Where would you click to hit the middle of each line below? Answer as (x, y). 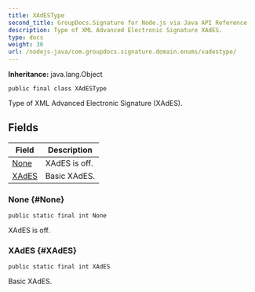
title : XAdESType (36, 15)
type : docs (26, 37)
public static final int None (58, 216)
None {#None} (36, 199)
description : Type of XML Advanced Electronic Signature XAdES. (115, 30)
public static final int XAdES (59, 267)
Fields (24, 128)
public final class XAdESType (58, 89)
